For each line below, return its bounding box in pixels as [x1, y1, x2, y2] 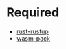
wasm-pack [16, 34, 51, 42]
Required [6, 5, 60, 20]
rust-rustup [16, 27, 49, 35]
